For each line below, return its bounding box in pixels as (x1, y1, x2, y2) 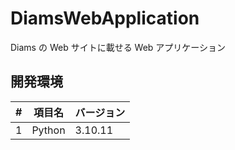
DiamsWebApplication (10, 7, 200, 30)
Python (31, 123, 66, 137)
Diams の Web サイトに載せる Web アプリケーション (10, 41, 227, 53)
